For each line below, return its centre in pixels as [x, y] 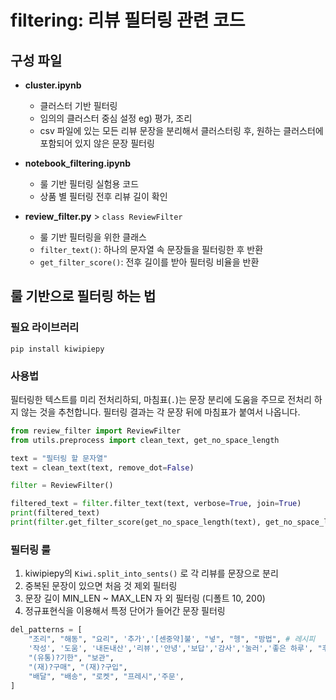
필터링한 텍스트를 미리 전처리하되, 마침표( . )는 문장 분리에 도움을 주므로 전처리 [161, 399]
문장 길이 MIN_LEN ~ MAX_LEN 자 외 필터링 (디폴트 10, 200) [145, 598]
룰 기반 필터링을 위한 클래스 [93, 237]
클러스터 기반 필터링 [78, 105]
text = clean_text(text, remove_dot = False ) [102, 467]
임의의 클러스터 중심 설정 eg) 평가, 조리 [116, 118]
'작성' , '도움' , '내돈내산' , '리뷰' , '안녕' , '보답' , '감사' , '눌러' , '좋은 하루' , [171, 649]
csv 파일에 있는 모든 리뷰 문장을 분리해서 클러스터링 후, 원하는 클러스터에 [181, 130]
